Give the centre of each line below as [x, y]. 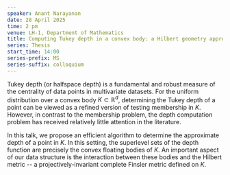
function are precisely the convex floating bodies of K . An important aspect [113, 150]
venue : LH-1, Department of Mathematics [66, 33]
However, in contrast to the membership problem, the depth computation [110, 115]
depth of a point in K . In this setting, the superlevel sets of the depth [103, 143]
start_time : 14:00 [33, 52]
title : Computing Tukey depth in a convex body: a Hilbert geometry [107, 39]
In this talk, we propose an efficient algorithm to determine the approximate [113, 135]
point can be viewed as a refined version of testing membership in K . [104, 108]
